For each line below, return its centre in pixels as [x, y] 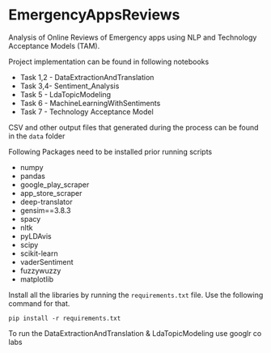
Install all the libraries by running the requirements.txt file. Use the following [136, 295]
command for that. [39, 303]
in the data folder [37, 136]
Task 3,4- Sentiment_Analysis [70, 86]
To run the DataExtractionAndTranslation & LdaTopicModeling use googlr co [135, 333]
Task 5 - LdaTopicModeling [66, 94]
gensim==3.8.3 [45, 210]
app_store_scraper [51, 193]
